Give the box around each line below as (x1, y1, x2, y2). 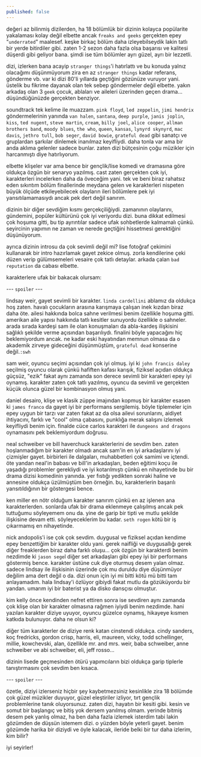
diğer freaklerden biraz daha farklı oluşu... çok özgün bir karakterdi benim (6, 546, 188, 553)
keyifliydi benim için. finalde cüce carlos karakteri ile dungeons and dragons (6, 422, 191, 429)
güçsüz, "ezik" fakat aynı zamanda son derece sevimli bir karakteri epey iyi (6, 372, 192, 379)
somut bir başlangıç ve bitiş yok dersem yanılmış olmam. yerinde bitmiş (6, 707, 182, 714)
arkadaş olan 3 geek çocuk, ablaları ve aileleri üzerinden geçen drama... (6, 88, 183, 95)
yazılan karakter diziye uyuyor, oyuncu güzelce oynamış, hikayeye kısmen (6, 609, 189, 616)
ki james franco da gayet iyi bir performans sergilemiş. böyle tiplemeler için (6, 403, 192, 410)
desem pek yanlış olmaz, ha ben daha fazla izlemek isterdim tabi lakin (6, 713, 179, 720)
